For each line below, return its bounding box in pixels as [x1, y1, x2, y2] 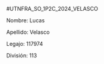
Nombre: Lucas [6, 17, 45, 24]
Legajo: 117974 [6, 40, 44, 47]
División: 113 [6, 52, 38, 59]
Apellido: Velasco [6, 28, 50, 36]
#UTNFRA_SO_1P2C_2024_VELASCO [6, 5, 99, 12]
